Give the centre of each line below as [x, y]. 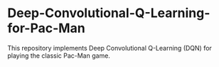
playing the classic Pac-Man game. [59, 56]
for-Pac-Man [46, 28]
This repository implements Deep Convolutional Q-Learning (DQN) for [109, 48]
